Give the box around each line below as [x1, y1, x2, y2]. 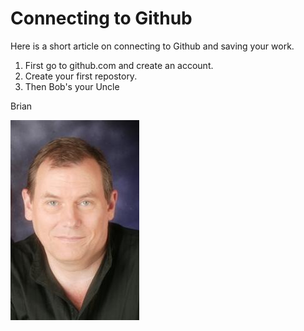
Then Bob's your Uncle [24, 80, 120, 92]
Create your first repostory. [24, 70, 138, 82]
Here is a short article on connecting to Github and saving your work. [10, 40, 295, 52]
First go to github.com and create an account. [24, 59, 214, 71]
